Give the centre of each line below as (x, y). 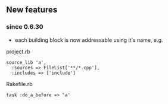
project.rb (18, 51)
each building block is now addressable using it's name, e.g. (89, 40)
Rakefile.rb (19, 84)
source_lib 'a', (26, 62)
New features (32, 10)
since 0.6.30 (25, 27)
